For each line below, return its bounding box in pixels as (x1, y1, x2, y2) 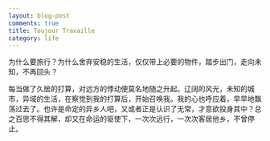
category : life (8, 34, 59, 42)
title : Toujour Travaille (8, 26, 95, 34)
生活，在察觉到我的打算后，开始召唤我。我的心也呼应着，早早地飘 (43, 94, 262, 104)
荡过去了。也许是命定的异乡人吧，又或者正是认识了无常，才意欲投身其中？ (8, 104, 255, 114)
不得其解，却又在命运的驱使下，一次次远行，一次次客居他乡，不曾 (29, 114, 247, 124)
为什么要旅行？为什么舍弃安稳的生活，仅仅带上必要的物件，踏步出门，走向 (8, 57, 255, 66)
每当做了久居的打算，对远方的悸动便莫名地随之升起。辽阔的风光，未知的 (8, 84, 247, 94)
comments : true (8, 19, 59, 27)
